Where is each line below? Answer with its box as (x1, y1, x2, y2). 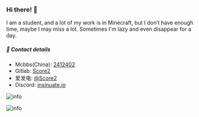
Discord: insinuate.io (14, 81, 66, 89)
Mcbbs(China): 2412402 (14, 61, 75, 68)
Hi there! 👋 (6, 5, 38, 14)
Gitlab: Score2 (14, 68, 51, 75)
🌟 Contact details (6, 45, 51, 53)
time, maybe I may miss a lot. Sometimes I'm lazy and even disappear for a (6, 25, 191, 33)
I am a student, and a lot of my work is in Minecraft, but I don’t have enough (6, 19, 194, 27)
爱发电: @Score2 (14, 75, 57, 82)
